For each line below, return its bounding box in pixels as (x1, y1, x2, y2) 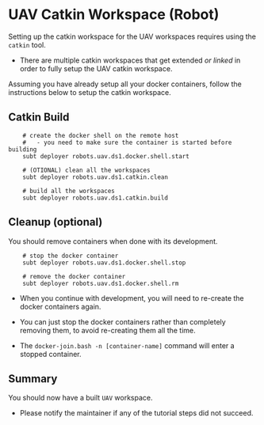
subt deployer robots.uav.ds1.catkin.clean (22, 173, 169, 181)
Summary (8, 372, 58, 385)
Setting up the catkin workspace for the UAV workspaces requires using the (8, 32, 256, 41)
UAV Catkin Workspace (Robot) (8, 6, 220, 24)
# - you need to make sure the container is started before (22, 139, 232, 146)
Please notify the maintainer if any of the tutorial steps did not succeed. (19, 408, 254, 418)
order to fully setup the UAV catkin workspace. (19, 63, 173, 73)
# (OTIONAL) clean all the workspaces (22, 166, 151, 174)
